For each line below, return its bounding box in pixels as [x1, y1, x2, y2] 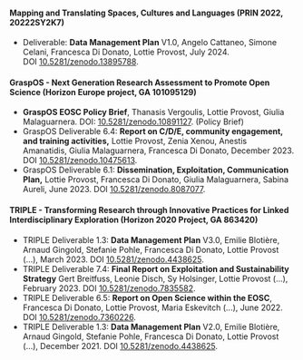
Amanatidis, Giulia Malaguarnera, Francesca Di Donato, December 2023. [22, 145, 295, 156]
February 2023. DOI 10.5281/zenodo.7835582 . [22, 282, 196, 294]
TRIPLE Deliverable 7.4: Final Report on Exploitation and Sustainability [22, 263, 290, 274]
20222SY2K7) [9, 16, 65, 27]
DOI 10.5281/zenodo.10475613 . [22, 155, 138, 166]
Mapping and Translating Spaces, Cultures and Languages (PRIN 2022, [9, 7, 284, 18]
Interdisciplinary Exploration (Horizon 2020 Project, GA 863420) [9, 214, 259, 225]
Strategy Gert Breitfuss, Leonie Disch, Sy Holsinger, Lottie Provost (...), [22, 273, 288, 284]
